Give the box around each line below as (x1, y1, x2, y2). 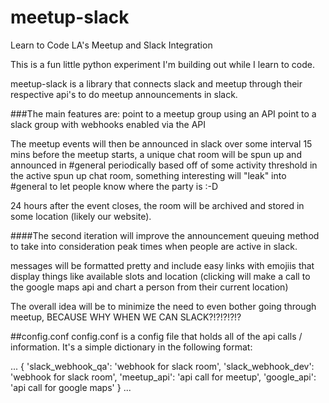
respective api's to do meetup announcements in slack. (10, 88, 238, 100)
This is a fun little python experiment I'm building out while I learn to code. (10, 58, 315, 70)
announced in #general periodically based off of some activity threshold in (10, 159, 318, 171)
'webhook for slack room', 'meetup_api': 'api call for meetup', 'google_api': (10, 371, 317, 383)
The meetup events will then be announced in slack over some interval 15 (10, 137, 313, 150)
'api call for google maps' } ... (10, 381, 132, 393)
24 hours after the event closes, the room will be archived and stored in (10, 199, 305, 211)
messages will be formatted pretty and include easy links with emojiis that (10, 259, 315, 271)
